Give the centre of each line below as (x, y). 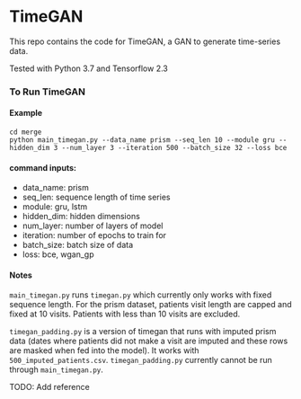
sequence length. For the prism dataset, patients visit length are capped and (150, 305)
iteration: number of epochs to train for (94, 235)
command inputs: (43, 167)
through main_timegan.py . (56, 369)
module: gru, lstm (55, 207)
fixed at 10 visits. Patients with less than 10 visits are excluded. (125, 314)
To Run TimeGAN (48, 92)
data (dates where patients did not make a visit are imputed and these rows (149, 341)
